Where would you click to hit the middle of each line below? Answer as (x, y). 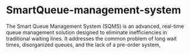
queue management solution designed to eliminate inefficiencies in (87, 32)
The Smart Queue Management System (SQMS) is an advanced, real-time (95, 26)
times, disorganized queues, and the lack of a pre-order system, (83, 45)
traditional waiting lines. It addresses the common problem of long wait (91, 38)
